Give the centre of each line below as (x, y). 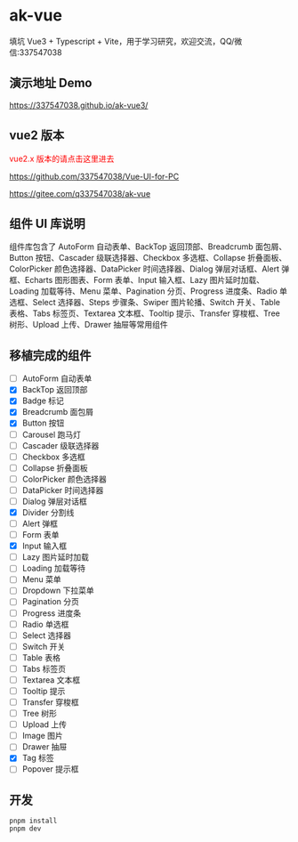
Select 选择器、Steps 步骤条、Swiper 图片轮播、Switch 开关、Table (156, 303)
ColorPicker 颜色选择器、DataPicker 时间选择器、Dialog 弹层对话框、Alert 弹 (149, 269)
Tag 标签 (38, 758)
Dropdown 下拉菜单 (58, 591)
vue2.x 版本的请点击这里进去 (62, 158)
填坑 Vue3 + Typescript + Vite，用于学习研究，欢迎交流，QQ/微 (126, 41)
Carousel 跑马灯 (52, 434)
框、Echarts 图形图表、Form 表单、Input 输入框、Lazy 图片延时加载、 (137, 280)
